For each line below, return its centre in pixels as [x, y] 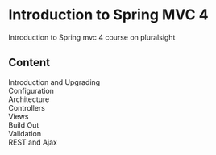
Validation [25, 133]
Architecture [29, 99]
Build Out [24, 125]
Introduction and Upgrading [54, 82]
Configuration [31, 90]
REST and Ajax [33, 142]
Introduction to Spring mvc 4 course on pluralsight [92, 37]
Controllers [27, 107]
